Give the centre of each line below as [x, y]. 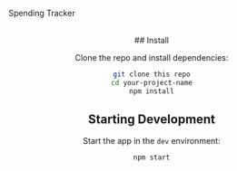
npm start [152, 157]
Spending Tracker [42, 13]
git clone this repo [152, 74]
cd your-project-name [152, 82]
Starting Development [152, 120]
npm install [152, 91]
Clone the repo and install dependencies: [152, 57]
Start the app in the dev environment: [152, 141]
